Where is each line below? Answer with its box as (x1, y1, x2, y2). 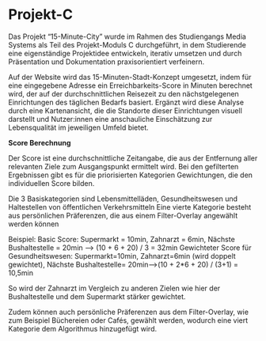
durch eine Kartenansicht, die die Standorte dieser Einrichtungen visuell (8, 105, 243, 116)
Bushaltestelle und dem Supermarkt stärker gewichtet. (8, 291, 186, 301)
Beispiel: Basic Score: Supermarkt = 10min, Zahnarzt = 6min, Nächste (8, 234, 235, 244)
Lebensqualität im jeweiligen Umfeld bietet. (8, 123, 149, 132)
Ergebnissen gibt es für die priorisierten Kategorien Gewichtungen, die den (8, 170, 253, 180)
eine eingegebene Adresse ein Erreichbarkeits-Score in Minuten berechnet (8, 81, 253, 90)
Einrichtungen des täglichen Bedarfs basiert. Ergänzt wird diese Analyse (8, 97, 244, 107)
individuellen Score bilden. (8, 178, 95, 188)
